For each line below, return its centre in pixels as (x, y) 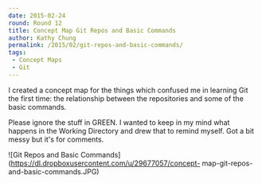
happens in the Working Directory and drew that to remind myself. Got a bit (131, 130)
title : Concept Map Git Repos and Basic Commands (92, 30)
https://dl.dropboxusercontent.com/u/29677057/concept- (106, 163)
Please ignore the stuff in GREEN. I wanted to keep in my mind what (119, 122)
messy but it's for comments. (56, 139)
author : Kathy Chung (43, 38)
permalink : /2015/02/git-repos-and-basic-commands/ (96, 45)
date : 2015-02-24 (37, 16)
